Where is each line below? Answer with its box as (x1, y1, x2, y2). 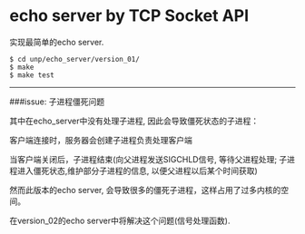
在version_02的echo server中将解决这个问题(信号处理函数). (9, 215, 231, 226)
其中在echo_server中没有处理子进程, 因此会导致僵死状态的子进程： (9, 115, 260, 126)
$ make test (9, 70, 54, 80)
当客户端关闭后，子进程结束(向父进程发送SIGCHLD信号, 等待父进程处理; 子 (9, 153, 288, 164)
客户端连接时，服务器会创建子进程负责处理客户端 (9, 134, 192, 145)
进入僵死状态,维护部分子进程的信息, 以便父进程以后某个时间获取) (16, 165, 259, 176)
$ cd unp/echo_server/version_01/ (9, 54, 141, 63)
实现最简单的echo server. (9, 36, 104, 47)
